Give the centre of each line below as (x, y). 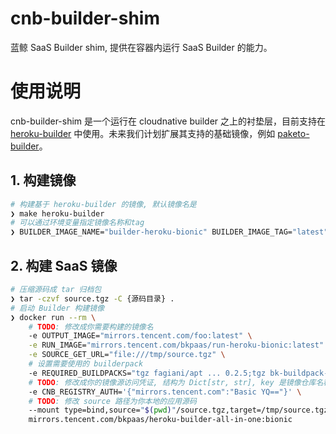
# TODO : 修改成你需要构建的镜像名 (91, 327)
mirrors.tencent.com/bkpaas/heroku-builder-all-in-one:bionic (160, 420)
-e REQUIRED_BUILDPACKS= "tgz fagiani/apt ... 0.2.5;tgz (147, 373)
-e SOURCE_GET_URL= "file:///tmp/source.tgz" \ (127, 355)
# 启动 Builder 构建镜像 (57, 308)
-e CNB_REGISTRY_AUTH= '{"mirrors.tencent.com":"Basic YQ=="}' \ (165, 392)
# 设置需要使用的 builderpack (86, 364)
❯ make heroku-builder (57, 213)
